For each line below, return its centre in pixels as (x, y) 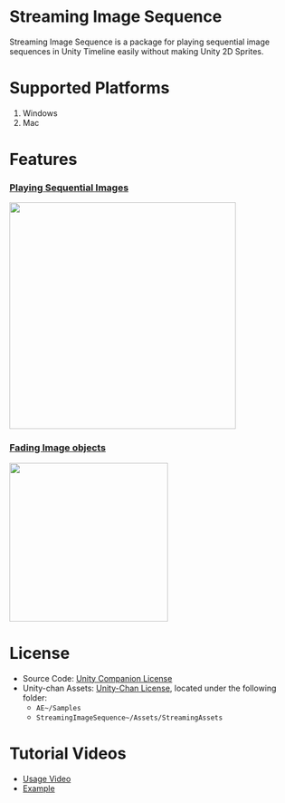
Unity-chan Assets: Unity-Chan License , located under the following (149, 688)
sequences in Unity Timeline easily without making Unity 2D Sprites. (137, 51)
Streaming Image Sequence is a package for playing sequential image (139, 42)
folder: (35, 697)
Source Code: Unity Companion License (97, 678)
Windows (40, 113)
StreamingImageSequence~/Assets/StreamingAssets (129, 718)
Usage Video (47, 779)
